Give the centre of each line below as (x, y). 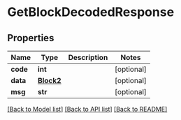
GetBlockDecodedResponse (91, 12)
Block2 (49, 81)
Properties (31, 38)
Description (88, 58)
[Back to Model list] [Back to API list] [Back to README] (87, 109)
